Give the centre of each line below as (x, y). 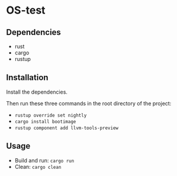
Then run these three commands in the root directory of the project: (89, 103)
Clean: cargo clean (38, 167)
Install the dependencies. (37, 92)
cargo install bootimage (45, 121)
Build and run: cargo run (44, 160)
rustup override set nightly (51, 115)
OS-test (26, 10)
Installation (27, 78)
